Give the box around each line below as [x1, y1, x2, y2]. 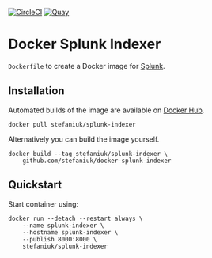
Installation [8, 84, 65, 98]
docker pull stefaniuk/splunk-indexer [8, 120, 136, 128]
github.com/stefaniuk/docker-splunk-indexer [22, 157, 172, 165]
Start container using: [8, 199, 79, 209]
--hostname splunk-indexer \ [22, 228, 119, 237]
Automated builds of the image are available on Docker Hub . [8, 105, 205, 115]
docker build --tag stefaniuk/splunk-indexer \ [8, 150, 168, 157]
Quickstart [8, 178, 62, 192]
